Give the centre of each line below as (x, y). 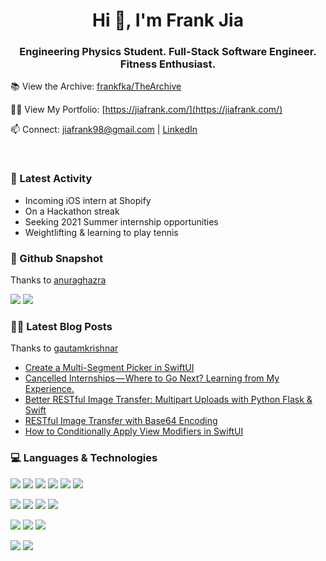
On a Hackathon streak (72, 211)
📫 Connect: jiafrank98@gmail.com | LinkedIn (104, 130)
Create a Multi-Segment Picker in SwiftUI (109, 368)
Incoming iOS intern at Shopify (88, 200)
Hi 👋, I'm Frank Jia (168, 20)
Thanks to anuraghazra (58, 280)
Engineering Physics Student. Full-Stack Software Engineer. (168, 52)
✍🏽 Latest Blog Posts (61, 326)
